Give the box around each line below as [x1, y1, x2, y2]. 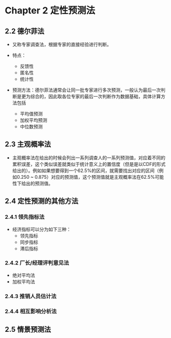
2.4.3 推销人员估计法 [5, 292, 57, 299]
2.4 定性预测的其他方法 [5, 197, 79, 205]
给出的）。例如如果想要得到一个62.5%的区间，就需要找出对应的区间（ [12, 167, 159, 174]
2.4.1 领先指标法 [5, 214, 45, 221]
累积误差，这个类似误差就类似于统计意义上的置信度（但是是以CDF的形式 [12, 161, 166, 167]
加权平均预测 [20, 117, 47, 123]
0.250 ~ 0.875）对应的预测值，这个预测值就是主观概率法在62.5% [16, 174, 155, 180]
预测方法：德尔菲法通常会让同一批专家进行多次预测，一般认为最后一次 [12, 87, 161, 93]
